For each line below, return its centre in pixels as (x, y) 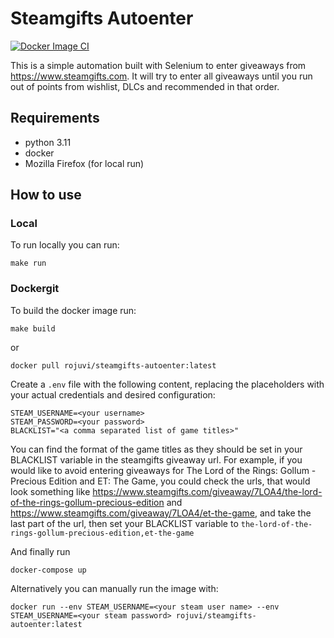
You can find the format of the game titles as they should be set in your (156, 449)
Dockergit (35, 289)
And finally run (40, 551)
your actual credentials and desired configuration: (113, 394)
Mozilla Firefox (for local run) (84, 163)
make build (33, 328)
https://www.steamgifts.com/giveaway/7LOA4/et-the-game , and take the (161, 513)
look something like (50, 491)
